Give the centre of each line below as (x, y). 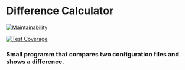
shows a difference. (35, 62)
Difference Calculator (60, 11)
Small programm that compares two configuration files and (92, 54)
